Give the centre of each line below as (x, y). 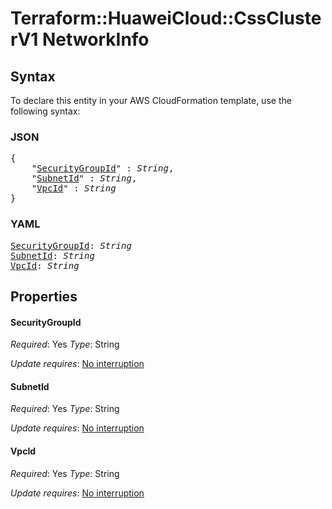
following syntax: (45, 111)
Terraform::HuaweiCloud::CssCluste (166, 18)
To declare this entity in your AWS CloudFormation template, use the (151, 100)
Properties (44, 296)
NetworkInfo (96, 39)
